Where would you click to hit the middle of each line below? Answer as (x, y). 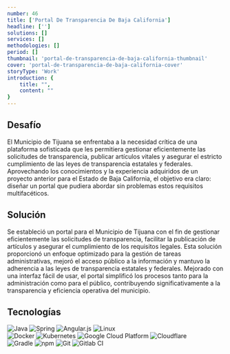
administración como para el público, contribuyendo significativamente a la (114, 283)
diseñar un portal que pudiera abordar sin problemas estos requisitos (105, 186)
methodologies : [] (33, 46)
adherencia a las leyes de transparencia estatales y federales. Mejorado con (115, 268)
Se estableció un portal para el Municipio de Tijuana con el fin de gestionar (114, 232)
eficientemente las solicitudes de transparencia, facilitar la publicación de (111, 239)
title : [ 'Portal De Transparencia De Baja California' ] (89, 20)
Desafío (24, 125)
